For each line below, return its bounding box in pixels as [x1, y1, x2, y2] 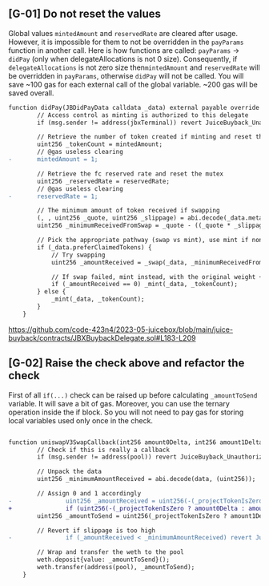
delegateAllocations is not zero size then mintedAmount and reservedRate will [8, 63, 260, 72]
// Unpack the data [37, 467, 102, 476]
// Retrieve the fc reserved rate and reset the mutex [37, 169, 224, 178]
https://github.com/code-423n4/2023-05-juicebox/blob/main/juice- [8, 325, 234, 334]
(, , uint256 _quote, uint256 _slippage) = [37, 214, 184, 222]
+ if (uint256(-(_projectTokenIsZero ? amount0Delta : [8, 504, 246, 512]
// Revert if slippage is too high [37, 526, 156, 535]
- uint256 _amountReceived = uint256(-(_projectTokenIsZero [8, 497, 263, 505]
